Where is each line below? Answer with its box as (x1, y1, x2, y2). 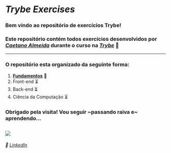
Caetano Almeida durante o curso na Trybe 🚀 (5, 42, 119, 49)
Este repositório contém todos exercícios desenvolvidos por (5, 36, 157, 43)
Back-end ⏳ (12, 86, 38, 92)
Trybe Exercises (5, 4, 75, 15)
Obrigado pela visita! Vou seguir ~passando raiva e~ (5, 108, 138, 115)
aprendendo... (5, 115, 42, 122)
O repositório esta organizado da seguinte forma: (5, 61, 130, 68)
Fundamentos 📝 (12, 72, 47, 79)
